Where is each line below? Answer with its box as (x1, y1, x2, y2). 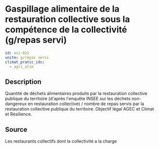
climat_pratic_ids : (5, 59, 45, 64)
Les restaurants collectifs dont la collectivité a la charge (5, 138, 117, 144)
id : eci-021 (5, 50, 29, 56)
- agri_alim (9, 64, 34, 69)
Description (5, 77, 41, 86)
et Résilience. (5, 111, 32, 117)
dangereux (5, 101, 27, 107)
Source (5, 125, 28, 133)
